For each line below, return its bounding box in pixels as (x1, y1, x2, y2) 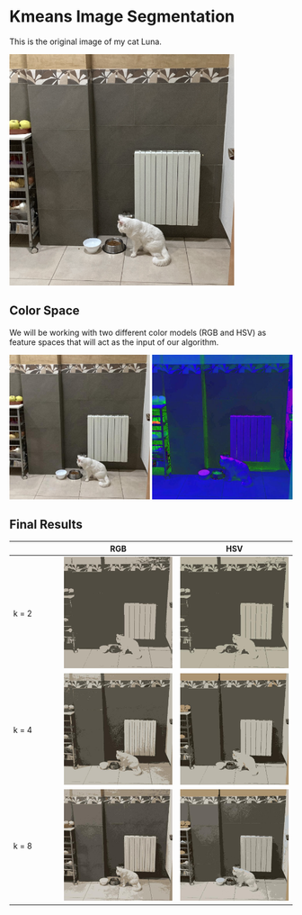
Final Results (9, 516, 84, 532)
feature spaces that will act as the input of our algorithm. (9, 336, 219, 348)
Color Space (9, 303, 80, 319)
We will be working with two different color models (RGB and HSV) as (9, 327, 267, 338)
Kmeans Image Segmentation (9, 6, 235, 27)
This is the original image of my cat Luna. (9, 36, 162, 47)
